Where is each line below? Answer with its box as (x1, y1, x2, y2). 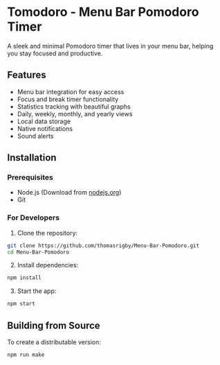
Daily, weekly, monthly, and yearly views (17, 109, 133, 118)
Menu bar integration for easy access (17, 87, 125, 96)
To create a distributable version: (7, 338, 102, 346)
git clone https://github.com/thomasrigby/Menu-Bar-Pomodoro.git (7, 242, 199, 249)
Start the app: (17, 287, 57, 295)
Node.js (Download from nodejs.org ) (17, 188, 122, 197)
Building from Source (7, 319, 100, 331)
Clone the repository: (17, 229, 78, 237)
